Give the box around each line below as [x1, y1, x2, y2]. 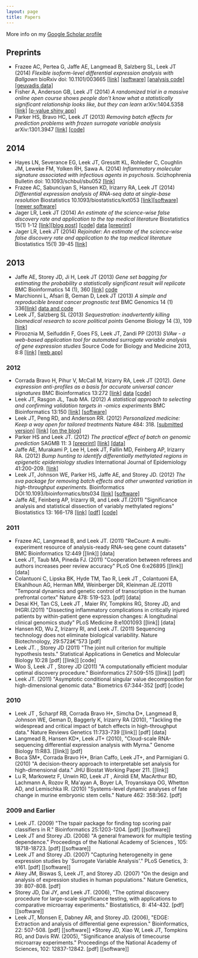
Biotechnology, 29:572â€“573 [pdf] [14, 637, 102, 645]
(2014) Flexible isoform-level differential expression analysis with [14, 69, 174, 77]
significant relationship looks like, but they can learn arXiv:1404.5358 [14, 101, 184, 108]
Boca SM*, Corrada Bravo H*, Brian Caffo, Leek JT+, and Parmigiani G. [14, 753, 189, 760]
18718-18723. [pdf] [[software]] [14, 845, 91, 852]
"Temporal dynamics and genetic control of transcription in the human [14, 587, 186, 594]
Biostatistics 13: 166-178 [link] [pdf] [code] [14, 509, 118, 516]
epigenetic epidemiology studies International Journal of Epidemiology [14, 459, 187, 466]
